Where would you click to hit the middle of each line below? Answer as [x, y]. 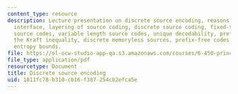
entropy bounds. [38, 47]
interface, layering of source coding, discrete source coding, [110, 27]
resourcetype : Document [42, 66]
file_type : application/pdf [49, 60]
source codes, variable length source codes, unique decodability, [115, 34]
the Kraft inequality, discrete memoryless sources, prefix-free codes [122, 40]
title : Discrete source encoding [57, 73]
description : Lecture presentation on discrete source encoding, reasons [119, 20]
